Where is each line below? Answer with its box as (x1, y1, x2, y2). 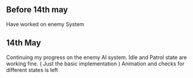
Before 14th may (6, 5, 69, 15)
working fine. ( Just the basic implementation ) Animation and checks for (6, 60, 185, 67)
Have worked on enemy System (6, 20, 85, 27)
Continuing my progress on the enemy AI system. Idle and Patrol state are (6, 54, 187, 61)
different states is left (6, 66, 58, 73)
